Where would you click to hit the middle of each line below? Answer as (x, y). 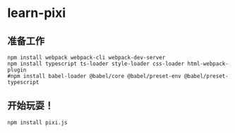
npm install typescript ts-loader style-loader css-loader (96, 64)
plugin (17, 70)
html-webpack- (208, 64)
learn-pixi (37, 13)
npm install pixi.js (38, 122)
